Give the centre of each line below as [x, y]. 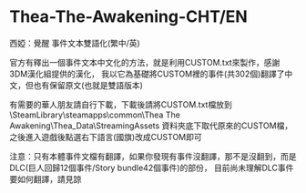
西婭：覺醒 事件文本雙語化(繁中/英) [75, 43]
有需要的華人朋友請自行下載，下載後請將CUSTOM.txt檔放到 [121, 104]
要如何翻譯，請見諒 [46, 178]
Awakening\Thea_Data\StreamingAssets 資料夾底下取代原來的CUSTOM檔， [151, 126]
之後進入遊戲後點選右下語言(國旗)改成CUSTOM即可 [106, 137]
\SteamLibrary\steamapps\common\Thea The [95, 115]
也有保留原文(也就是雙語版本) [88, 85]
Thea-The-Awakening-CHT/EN [128, 17]
